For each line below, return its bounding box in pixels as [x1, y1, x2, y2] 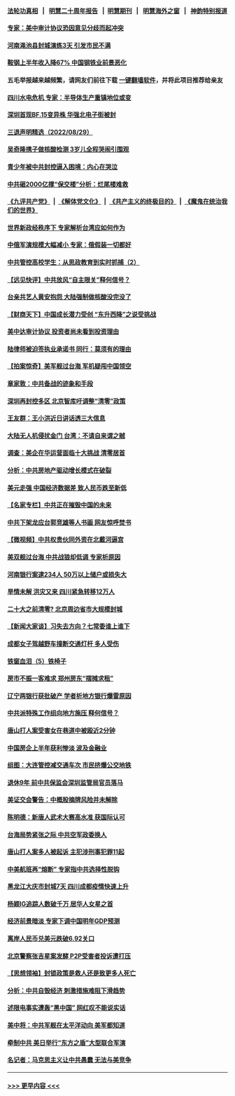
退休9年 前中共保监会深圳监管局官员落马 [7, 778, 124, 786]
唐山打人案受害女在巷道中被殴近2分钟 [7, 726, 115, 734]
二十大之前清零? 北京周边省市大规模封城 [7, 605, 123, 613]
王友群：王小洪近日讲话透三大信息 [7, 414, 106, 423]
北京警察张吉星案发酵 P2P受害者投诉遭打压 [7, 952, 131, 960]
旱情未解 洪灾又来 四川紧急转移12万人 [7, 587, 115, 596]
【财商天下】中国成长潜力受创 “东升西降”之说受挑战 [7, 310, 157, 318]
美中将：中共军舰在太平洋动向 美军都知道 [7, 1021, 126, 1029]
